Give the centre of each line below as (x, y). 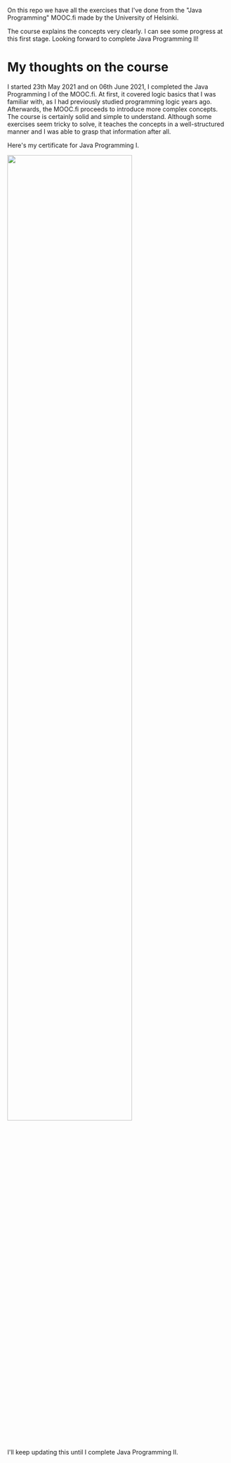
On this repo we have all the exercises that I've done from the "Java (105, 10)
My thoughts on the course (88, 67)
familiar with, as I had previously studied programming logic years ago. (110, 101)
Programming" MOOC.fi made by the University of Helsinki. (93, 18)
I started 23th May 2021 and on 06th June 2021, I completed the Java (108, 87)
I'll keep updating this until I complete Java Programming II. (93, 1452)
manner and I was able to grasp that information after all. (89, 131)
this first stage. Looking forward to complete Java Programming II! (103, 39)
